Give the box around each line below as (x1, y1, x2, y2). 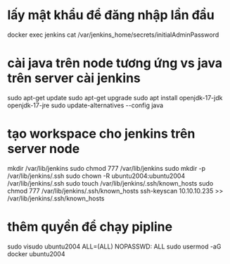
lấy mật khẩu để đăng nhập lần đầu (7, 7, 215, 23)
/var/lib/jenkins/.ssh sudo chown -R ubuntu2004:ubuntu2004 (7, 172, 186, 180)
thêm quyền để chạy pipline (7, 219, 173, 234)
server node (7, 141, 80, 157)
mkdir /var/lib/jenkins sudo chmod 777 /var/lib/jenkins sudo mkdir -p (7, 164, 206, 172)
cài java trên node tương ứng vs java (7, 55, 223, 71)
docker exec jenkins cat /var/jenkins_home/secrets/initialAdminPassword (7, 30, 219, 39)
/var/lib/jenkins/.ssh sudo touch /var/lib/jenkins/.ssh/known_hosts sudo (7, 179, 214, 187)
